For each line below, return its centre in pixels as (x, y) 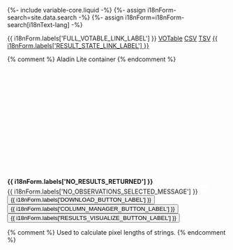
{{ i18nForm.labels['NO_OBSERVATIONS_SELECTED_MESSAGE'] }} (103, 192)
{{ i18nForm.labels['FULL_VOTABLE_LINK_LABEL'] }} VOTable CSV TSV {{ (113, 38)
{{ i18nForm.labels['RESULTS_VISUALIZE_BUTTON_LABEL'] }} (93, 218)
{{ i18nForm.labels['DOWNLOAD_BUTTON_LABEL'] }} (81, 200)
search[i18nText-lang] (38, 25)
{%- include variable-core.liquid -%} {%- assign (77, 10)
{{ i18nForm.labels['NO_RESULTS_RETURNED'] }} (80, 181)
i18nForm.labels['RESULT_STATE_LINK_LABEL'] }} (78, 46)
